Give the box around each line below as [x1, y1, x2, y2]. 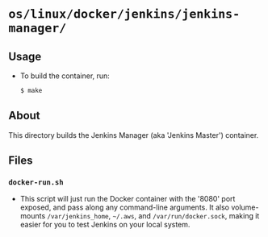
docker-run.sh [8, 178, 64, 187]
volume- [231, 202, 259, 212]
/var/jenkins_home [47, 213, 109, 221]
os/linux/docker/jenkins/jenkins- [8, 6, 241, 22]
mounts [19, 211, 46, 221]
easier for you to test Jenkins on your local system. [19, 220, 191, 230]
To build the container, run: [19, 71, 111, 81]
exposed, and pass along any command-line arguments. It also [19, 202, 230, 212]
